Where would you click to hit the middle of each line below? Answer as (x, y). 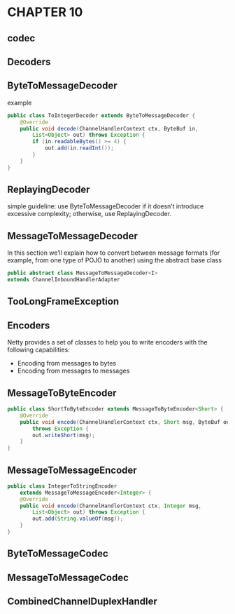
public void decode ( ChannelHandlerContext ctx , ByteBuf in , (109, 128)
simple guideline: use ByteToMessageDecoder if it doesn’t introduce (106, 206)
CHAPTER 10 (45, 12)
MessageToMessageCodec (68, 577)
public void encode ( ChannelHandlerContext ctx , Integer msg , (111, 506)
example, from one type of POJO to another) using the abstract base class (115, 260)
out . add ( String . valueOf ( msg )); (78, 519)
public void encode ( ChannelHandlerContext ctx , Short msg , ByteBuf (120, 422)
